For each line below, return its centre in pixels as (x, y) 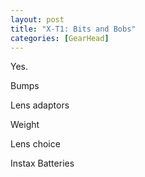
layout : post (37, 19)
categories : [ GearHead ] (60, 38)
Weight (25, 125)
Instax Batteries (42, 163)
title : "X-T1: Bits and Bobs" (73, 29)
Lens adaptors (40, 105)
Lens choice (35, 144)
